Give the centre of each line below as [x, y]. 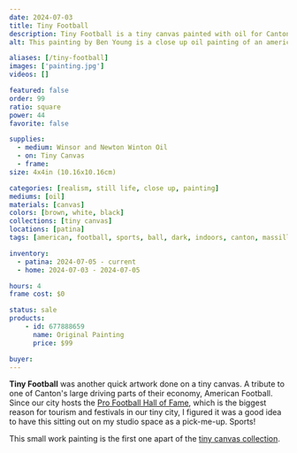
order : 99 [27, 98]
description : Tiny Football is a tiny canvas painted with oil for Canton [150, 34]
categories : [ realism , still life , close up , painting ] [114, 188]
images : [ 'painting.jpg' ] [57, 66]
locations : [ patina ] [47, 230]
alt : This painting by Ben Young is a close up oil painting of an [136, 42]
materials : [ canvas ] [47, 204]
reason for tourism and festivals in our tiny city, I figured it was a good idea [145, 412]
